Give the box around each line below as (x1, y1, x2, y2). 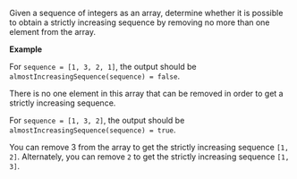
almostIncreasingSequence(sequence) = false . (9, 71, 181, 81)
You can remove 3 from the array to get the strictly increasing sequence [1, (9, 142, 289, 152)
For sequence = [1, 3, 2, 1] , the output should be (9, 62, 197, 72)
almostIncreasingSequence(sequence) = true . (9, 124, 176, 135)
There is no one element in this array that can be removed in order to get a (9, 89, 284, 98)
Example (9, 44, 43, 55)
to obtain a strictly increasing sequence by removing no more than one (9, 17, 270, 28)
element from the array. (9, 27, 97, 37)
